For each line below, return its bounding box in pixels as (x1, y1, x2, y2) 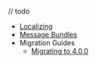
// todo (8, 7, 30, 16)
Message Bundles (19, 30, 78, 39)
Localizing (19, 22, 53, 30)
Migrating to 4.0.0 (30, 47, 89, 55)
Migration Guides (19, 38, 76, 47)
